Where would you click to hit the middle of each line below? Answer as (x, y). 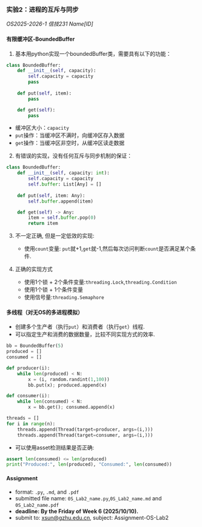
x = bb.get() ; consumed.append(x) (72, 408)
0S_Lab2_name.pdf (37, 505)
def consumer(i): (28, 396)
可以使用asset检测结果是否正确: (55, 448)
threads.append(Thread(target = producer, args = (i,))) (85, 429)
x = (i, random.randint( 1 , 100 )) (69, 379)
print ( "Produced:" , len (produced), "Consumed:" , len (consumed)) (89, 465)
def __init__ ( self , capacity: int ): (64, 173)
